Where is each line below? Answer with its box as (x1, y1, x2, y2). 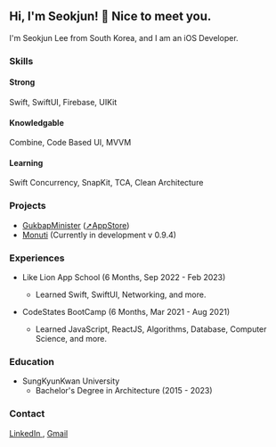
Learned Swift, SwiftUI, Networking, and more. (35, 289, 207, 300)
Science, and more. (35, 333, 108, 344)
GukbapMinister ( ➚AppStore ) (21, 219, 130, 230)
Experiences (9, 252, 65, 264)
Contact (9, 408, 45, 420)
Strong (9, 77, 36, 87)
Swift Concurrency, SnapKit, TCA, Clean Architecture (9, 178, 204, 188)
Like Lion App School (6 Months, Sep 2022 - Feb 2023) (21, 271, 226, 282)
